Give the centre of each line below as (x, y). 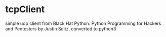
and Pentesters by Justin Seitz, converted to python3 (61, 28)
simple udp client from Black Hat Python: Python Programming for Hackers (83, 23)
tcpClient (25, 9)
